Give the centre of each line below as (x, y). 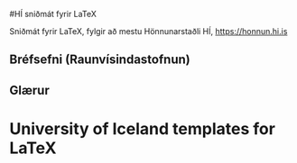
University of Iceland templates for (142, 128)
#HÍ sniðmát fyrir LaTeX (53, 14)
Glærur (29, 90)
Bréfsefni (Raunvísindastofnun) (100, 60)
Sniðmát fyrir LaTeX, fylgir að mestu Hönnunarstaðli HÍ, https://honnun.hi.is (148, 31)
